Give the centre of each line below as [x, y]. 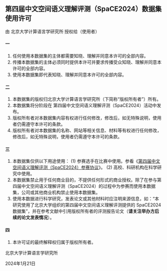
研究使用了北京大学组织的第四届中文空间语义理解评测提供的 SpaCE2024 [87, 205]
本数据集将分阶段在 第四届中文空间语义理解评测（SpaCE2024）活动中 [84, 105]
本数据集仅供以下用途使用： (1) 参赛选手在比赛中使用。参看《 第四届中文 [86, 161]
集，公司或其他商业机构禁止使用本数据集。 [56, 192]
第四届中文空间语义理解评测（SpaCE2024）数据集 [83, 9]
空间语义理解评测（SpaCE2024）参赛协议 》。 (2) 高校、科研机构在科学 [85, 167]
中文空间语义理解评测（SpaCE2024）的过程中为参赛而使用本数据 [88, 186]
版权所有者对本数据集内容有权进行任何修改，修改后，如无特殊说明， [82, 118]
